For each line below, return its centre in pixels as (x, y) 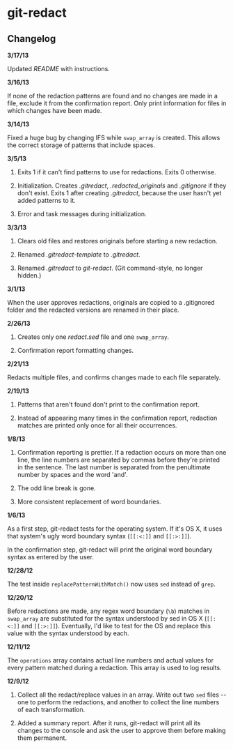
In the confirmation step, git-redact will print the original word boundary (110, 550)
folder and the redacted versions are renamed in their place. (93, 310)
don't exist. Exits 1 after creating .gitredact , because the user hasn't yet (119, 193)
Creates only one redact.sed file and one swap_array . (93, 337)
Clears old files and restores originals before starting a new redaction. (117, 241)
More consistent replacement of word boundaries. (89, 501)
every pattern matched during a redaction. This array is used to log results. (114, 668)
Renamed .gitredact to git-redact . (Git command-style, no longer (110, 268)
